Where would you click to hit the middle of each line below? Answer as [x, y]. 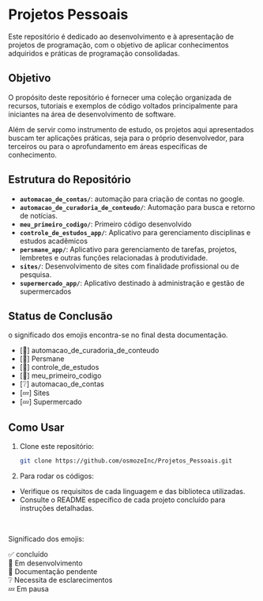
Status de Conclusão [60, 316]
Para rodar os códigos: [57, 476]
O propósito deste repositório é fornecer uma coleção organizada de [120, 97]
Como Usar [36, 427]
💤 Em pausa [28, 589]
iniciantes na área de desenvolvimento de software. [92, 114]
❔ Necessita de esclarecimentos [60, 580]
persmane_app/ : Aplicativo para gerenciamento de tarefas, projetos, [128, 249]
